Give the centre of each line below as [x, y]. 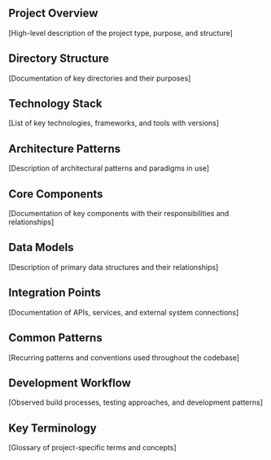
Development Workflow [70, 382]
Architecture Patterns [65, 148]
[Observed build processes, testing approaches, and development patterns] [135, 402]
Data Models [41, 247]
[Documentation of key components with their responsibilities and [119, 214]
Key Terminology [52, 428]
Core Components [56, 194]
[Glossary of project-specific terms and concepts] [92, 448]
